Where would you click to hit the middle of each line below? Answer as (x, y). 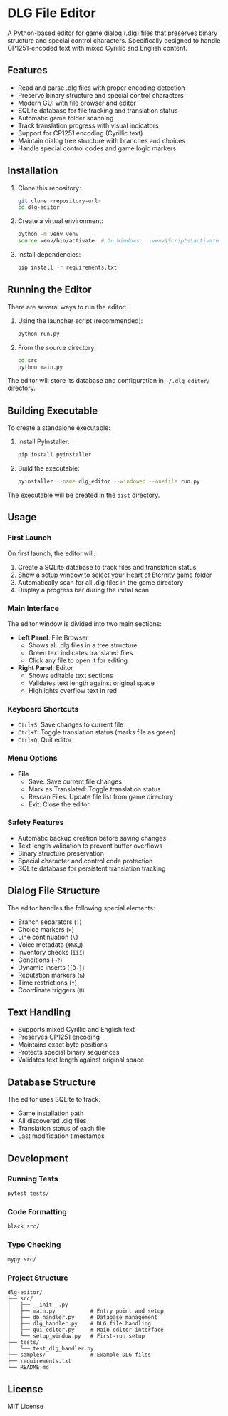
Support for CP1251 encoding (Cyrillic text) (80, 133)
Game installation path (51, 1113)
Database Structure (52, 1082)
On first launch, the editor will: (52, 553)
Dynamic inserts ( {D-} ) (51, 967)
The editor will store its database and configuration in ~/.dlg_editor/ (109, 381)
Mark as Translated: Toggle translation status (95, 789)
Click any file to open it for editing (78, 660)
